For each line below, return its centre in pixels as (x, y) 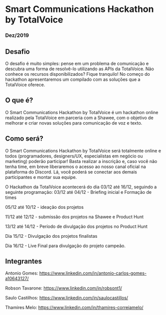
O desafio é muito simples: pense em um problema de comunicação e (77, 63)
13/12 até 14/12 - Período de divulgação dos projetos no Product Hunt (77, 226)
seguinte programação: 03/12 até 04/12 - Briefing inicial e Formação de (79, 192)
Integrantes (24, 261)
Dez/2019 (17, 35)
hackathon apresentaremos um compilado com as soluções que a (73, 79)
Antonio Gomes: (22, 273)
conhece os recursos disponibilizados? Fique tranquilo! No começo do (78, 74)
